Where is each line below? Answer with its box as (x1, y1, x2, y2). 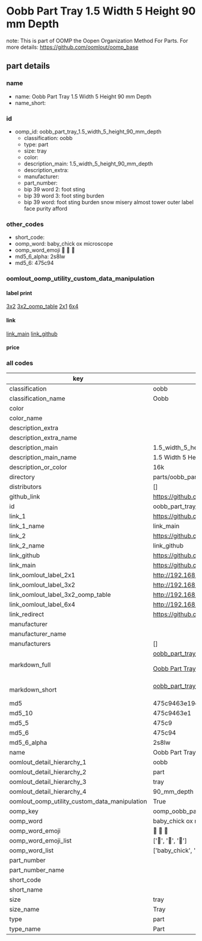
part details (6, 61, 50, 71)
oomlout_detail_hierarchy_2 (9, 768, 87, 776)
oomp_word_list (9, 846, 54, 855)
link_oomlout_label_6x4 (9, 601, 76, 609)
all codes (6, 359, 34, 368)
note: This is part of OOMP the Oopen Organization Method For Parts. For (6, 37, 188, 44)
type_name (9, 925, 41, 933)
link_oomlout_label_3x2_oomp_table (9, 590, 111, 599)
